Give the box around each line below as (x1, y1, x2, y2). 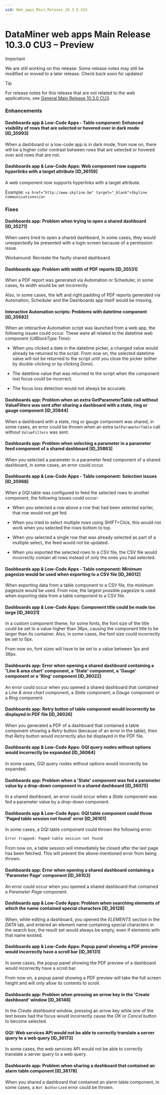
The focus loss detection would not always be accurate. (12, 385, 127, 391)
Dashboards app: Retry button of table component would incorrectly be (5, 706, 156, 712)
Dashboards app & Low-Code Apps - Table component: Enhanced (5, 120, 144, 126)
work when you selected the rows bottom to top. (12, 525, 111, 531)
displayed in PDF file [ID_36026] (5, 711, 73, 718)
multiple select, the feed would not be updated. (12, 540, 109, 546)
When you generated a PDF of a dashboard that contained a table (5, 722, 140, 728)
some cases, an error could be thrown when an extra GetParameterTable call (5, 424, 161, 430)
